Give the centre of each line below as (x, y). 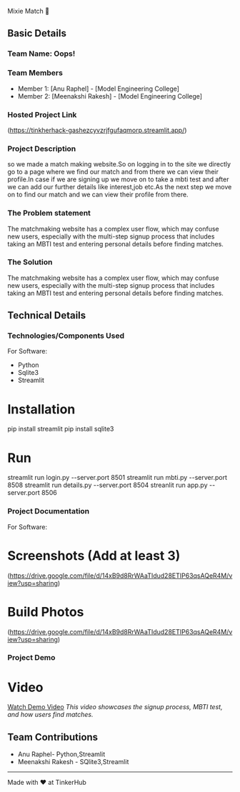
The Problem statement (49, 213)
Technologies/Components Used (66, 336)
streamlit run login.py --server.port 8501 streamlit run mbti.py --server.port (117, 478)
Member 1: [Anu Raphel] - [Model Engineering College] (99, 89)
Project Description (42, 149)
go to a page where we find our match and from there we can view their (113, 172)
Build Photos (46, 612)
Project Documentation (49, 511)
